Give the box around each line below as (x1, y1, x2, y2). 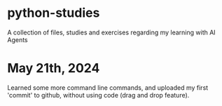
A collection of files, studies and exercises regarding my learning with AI (7, 28, 216, 37)
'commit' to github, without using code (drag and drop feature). (7, 91, 190, 99)
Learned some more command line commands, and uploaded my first (7, 83, 209, 92)
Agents (7, 35, 28, 44)
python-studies (7, 5, 100, 21)
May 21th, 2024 (7, 60, 100, 77)
